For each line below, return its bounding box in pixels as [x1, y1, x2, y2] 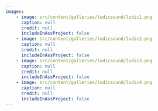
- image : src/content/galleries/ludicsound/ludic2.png [16, 36, 153, 42]
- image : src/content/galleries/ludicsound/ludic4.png [16, 80, 153, 86]
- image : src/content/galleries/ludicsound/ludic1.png [16, 14, 153, 20]
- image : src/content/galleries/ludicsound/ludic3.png [16, 58, 153, 63]
